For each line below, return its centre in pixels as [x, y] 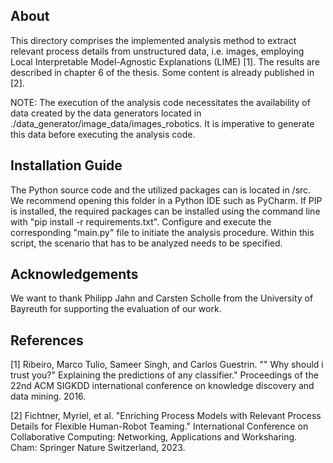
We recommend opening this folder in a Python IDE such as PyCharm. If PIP [166, 200]
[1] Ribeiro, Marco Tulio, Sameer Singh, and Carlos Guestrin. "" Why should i [167, 365]
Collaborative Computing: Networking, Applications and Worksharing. [154, 437]
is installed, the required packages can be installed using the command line [165, 211]
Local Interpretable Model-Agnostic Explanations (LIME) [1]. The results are [165, 61]
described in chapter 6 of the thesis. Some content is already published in [162, 72]
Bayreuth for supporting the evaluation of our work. [116, 309]
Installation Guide [66, 165]
